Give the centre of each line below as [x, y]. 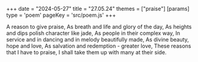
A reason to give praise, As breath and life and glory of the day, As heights [99, 27]
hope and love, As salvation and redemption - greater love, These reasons [99, 46]
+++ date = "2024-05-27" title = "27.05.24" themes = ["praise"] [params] [98, 9]
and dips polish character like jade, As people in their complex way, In [93, 33]
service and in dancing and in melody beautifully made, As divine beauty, [98, 39]
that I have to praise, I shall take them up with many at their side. [87, 52]
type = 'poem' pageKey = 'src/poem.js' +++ [61, 15]
